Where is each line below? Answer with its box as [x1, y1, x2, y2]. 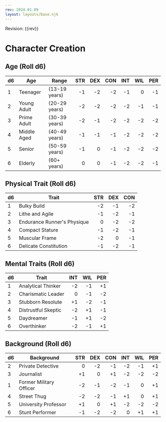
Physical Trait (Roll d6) [5, 179, 76, 188]
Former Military [19, 378, 54, 385]
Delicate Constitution [19, 243, 68, 250]
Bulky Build [19, 202, 45, 209]
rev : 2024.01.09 [5, 7, 39, 12]
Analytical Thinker [19, 282, 61, 289]
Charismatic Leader [19, 290, 65, 297]
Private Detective [19, 362, 59, 369]
